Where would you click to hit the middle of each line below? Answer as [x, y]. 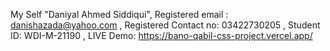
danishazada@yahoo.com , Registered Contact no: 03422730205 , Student [165, 25]
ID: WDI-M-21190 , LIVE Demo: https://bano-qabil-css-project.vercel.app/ [161, 35]
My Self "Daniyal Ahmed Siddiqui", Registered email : [119, 14]
